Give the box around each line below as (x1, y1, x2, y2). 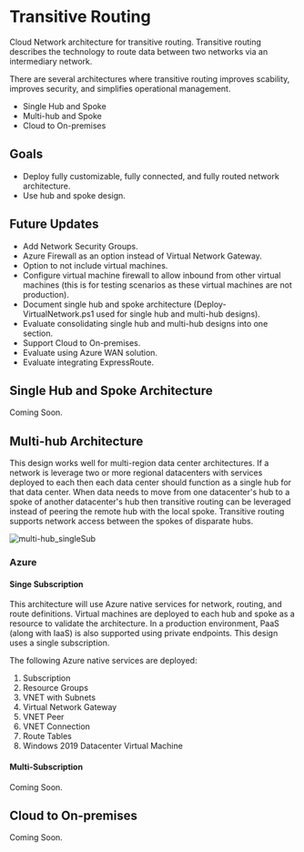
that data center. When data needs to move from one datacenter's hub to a (9, 487, 290, 498)
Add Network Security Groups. (22, 240, 138, 251)
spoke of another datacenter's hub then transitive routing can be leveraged (9, 496, 291, 507)
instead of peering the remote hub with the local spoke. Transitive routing (9, 506, 285, 517)
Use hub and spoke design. (22, 189, 126, 201)
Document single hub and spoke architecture (22, 299, 192, 309)
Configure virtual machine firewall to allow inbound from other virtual (22, 269, 281, 280)
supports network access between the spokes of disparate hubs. (9, 516, 254, 527)
